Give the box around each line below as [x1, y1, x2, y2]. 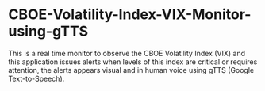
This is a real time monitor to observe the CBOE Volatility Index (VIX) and [8, 48, 246, 58]
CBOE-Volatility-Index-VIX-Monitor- [8, 6, 252, 24]
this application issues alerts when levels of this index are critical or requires [8, 57, 258, 66]
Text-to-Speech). [8, 74, 65, 83]
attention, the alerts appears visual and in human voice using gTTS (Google [8, 65, 255, 74]
